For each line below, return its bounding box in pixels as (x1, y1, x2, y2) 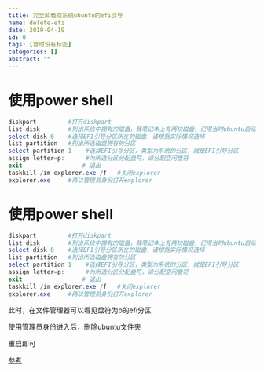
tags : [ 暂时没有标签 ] (8, 41, 72, 49)
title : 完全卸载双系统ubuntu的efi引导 (8, 11, 123, 20)
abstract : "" (8, 56, 51, 64)
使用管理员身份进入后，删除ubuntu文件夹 (8, 322, 141, 331)
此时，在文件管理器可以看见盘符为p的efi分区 (8, 305, 152, 315)
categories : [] (8, 48, 58, 56)
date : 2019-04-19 (8, 26, 65, 34)
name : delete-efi (8, 19, 65, 27)
